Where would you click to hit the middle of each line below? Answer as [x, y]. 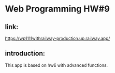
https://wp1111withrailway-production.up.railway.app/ [57, 38]
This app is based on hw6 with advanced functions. [56, 65]
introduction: [25, 53]
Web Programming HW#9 [57, 9]
